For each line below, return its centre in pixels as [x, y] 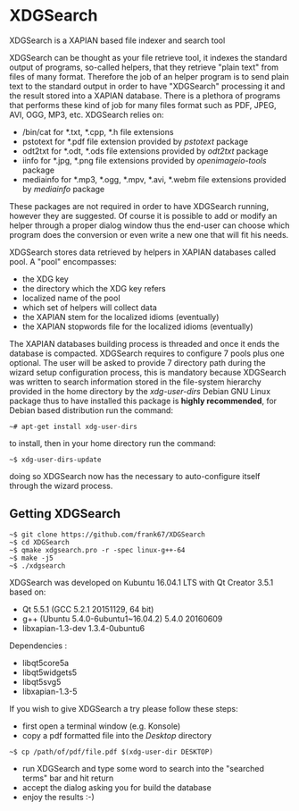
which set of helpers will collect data [90, 307]
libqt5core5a [46, 663]
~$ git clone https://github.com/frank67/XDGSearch [107, 534]
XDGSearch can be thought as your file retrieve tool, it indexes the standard [148, 57]
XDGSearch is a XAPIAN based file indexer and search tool [117, 40]
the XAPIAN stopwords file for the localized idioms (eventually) [137, 326]
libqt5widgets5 [50, 672]
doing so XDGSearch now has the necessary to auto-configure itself [135, 476]
